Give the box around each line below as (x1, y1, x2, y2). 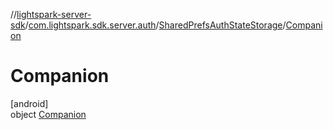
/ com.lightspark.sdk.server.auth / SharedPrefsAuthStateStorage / (24, 19, 287, 31)
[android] (10, 97, 49, 109)
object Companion (10, 108, 87, 120)
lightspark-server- (16, 9, 92, 20)
